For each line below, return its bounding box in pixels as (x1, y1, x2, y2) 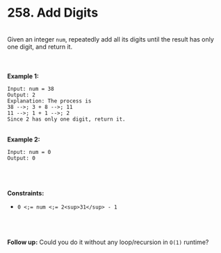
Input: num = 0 (7, 148, 51, 155)
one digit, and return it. (7, 42, 73, 51)
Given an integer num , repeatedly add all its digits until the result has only (7, 35, 214, 43)
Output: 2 (7, 91, 36, 98)
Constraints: (7, 189, 44, 197)
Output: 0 (7, 155, 36, 162)
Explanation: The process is (7, 97, 92, 105)
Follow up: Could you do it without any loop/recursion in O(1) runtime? (7, 238, 209, 246)
